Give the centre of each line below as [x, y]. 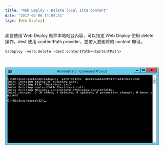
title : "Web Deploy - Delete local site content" [57, 10]
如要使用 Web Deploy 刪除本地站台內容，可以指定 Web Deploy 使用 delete [79, 36]
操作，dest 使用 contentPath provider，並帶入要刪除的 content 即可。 [75, 42]
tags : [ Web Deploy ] [25, 20]
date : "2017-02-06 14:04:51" [35, 15]
